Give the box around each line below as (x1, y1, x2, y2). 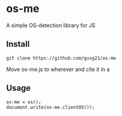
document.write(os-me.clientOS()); (6, 104, 95, 110)
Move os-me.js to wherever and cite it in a (6, 66, 110, 73)
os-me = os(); (6, 99, 42, 105)
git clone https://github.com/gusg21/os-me (6, 55, 117, 61)
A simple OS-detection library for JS (6, 22, 96, 29)
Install (6, 39, 30, 49)
